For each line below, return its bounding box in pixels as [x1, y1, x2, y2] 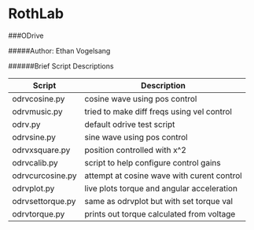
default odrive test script [84, 119, 175, 130]
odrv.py [12, 119, 41, 130]
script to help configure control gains [84, 157, 222, 168]
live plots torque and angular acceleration [84, 183, 238, 194]
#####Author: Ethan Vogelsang [8, 46, 111, 55]
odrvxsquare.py [12, 144, 71, 155]
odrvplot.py [12, 183, 55, 194]
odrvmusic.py [12, 106, 63, 117]
